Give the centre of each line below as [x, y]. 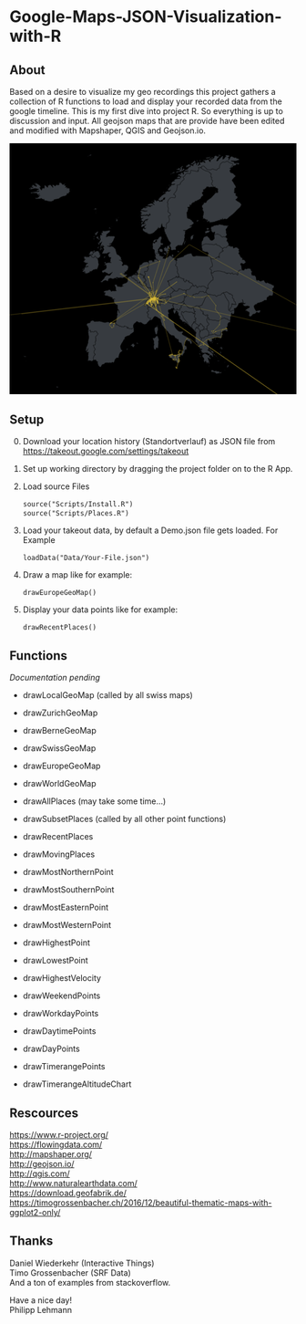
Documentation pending [55, 678]
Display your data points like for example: [100, 610]
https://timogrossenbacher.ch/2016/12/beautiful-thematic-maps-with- [141, 1203]
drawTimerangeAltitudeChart [77, 1084]
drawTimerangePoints [64, 1067]
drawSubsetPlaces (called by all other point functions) [124, 819]
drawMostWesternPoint [67, 925]
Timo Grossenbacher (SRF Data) [71, 1272]
